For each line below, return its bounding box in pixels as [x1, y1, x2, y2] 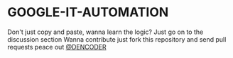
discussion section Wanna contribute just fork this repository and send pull [7, 35, 227, 43]
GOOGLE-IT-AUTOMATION [7, 4, 169, 21]
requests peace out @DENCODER [7, 42, 107, 51]
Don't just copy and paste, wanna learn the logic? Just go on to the [7, 28, 204, 36]
